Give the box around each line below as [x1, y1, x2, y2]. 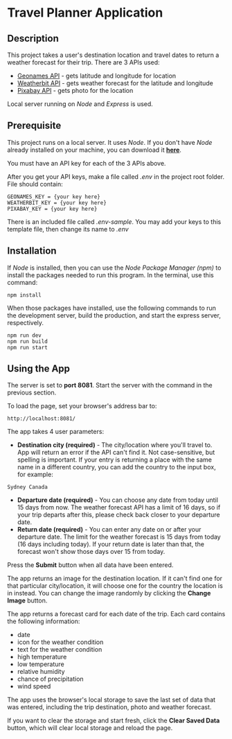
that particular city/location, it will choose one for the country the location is [7, 582, 223, 590]
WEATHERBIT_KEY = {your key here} [7, 199, 107, 206]
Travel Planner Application [7, 5, 163, 21]
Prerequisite [7, 120, 62, 132]
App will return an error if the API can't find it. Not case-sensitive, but [17, 449, 215, 457]
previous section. [7, 388, 57, 397]
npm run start [7, 344, 48, 351]
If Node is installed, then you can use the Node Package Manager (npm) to [7, 263, 222, 272]
